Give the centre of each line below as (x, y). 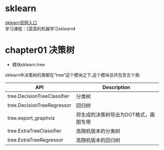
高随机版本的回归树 (98, 140)
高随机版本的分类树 (98, 131)
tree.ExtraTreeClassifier (35, 131)
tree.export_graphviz (31, 118)
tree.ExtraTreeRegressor (35, 140)
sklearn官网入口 (21, 22)
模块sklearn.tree (29, 64)
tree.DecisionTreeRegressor (40, 105)
